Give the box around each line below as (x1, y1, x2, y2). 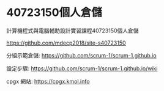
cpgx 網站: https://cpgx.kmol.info (6, 78, 90, 85)
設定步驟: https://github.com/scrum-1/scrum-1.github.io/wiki (6, 65, 158, 72)
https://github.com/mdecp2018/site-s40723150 (6, 39, 127, 46)
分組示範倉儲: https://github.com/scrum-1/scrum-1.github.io (6, 51, 157, 59)
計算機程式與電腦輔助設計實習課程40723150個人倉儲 (6, 27, 139, 34)
